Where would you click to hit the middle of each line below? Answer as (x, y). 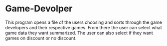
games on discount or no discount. (41, 38)
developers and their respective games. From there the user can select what (83, 27)
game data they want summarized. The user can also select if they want (79, 33)
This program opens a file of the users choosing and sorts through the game (83, 22)
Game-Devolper (39, 9)
